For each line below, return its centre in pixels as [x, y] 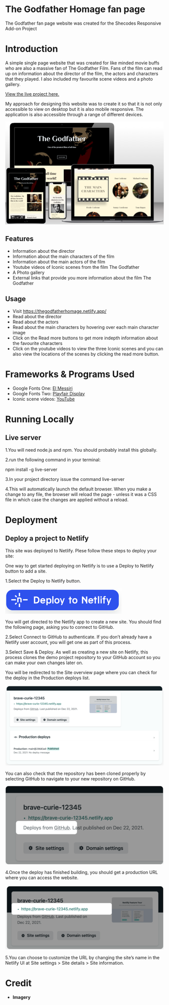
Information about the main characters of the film [63, 256]
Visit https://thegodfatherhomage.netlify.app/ [59, 311]
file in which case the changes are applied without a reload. [67, 499]
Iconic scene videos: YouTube [44, 399]
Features [19, 239]
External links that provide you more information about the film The [82, 277]
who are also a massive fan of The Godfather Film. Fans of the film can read [84, 68]
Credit [18, 983]
